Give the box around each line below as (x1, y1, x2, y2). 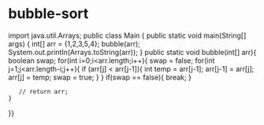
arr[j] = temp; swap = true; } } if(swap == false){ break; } (8, 72, 191, 82)
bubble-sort (8, 5, 89, 23)
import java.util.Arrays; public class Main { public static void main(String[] (8, 31, 247, 40)
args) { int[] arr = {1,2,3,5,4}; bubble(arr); (8, 39, 140, 48)
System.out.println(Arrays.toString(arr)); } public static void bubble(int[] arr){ (8, 47, 257, 57)
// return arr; (18, 87, 69, 95)
